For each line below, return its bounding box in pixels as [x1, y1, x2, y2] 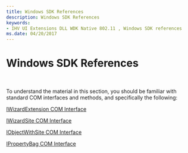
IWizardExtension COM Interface [6, 105, 87, 113]
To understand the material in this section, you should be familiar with [6, 88, 177, 95]
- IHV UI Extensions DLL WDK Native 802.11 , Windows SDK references [6, 25, 183, 32]
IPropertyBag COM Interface [6, 140, 76, 148]
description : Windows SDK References [6, 14, 100, 20]
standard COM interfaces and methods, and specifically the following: [6, 94, 178, 101]
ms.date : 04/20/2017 [6, 31, 58, 37]
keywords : [6, 20, 31, 26]
